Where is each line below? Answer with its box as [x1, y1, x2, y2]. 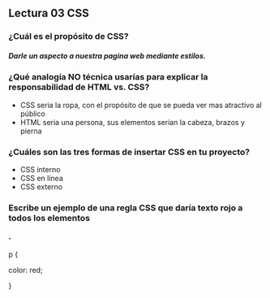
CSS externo [19, 182, 63, 192]
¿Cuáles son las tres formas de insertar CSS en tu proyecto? [8, 146, 250, 158]
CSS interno [19, 164, 61, 174]
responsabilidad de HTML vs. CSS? [8, 81, 150, 93]
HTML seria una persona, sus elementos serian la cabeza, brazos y [19, 117, 246, 127]
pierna [19, 126, 42, 136]
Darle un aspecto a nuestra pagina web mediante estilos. [8, 50, 207, 60]
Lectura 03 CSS [8, 6, 89, 20]
